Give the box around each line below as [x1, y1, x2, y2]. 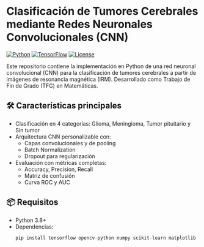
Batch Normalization [24, 146, 76, 153]
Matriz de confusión [24, 172, 75, 179]
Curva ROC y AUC [24, 178, 70, 186]
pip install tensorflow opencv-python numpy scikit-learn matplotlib [15, 235, 197, 241]
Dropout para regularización [24, 152, 96, 160]
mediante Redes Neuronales [6, 17, 153, 31]
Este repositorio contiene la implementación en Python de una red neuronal [6, 63, 196, 70]
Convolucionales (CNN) [6, 31, 129, 44]
